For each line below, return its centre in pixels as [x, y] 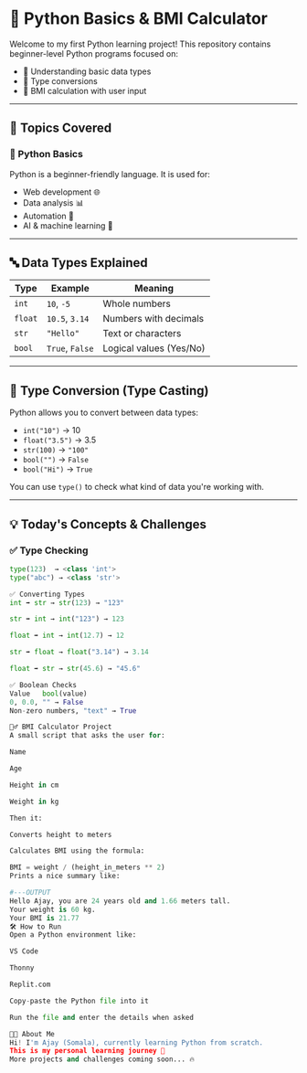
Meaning [154, 289]
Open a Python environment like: [73, 935]
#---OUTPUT [30, 893]
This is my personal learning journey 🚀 [88, 1051]
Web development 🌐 [61, 192]
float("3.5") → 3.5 [59, 440]
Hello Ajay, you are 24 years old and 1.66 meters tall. [120, 901]
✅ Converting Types [47, 594]
